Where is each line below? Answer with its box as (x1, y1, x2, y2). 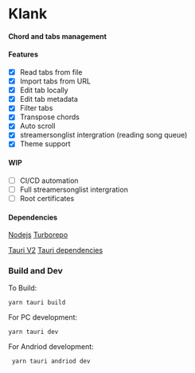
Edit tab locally (19, 85, 69, 95)
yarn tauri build (8, 299, 66, 307)
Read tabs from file (19, 67, 83, 76)
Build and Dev (8, 266, 64, 277)
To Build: (8, 283, 37, 293)
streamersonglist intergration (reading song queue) (19, 130, 188, 140)
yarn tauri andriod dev (11, 357, 91, 366)
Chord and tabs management (8, 31, 107, 41)
